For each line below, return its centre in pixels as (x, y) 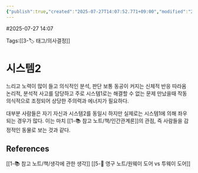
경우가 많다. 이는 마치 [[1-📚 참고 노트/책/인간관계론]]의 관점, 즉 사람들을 (100, 120)
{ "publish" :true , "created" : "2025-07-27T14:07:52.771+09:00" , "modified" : (97, 12)
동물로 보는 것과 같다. (46, 130)
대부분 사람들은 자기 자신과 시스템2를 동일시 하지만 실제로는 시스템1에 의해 (91, 113)
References (28, 148)
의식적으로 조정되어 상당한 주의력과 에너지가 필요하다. (67, 100)
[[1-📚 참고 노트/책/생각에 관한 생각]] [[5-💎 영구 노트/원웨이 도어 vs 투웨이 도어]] (98, 164)
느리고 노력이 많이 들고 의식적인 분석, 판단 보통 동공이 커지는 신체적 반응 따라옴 (96, 86)
